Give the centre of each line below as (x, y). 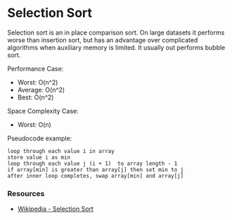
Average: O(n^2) (41, 90)
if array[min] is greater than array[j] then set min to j (96, 170)
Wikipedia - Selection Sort (55, 209)
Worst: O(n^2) (38, 82)
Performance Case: (36, 68)
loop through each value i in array (61, 151)
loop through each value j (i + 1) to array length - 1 (92, 164)
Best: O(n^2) (36, 97)
